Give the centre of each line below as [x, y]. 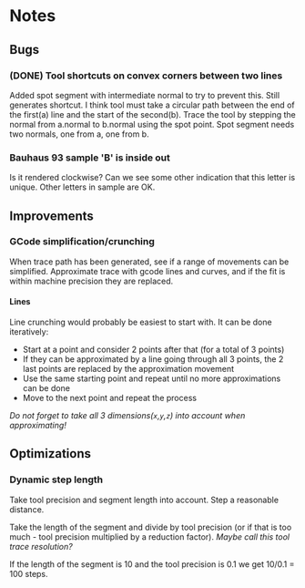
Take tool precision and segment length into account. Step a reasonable [144, 500]
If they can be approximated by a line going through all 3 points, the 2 [153, 359]
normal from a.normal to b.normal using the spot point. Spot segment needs [152, 124]
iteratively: [29, 332]
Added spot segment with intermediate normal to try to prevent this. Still [145, 95]
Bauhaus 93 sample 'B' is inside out [90, 158]
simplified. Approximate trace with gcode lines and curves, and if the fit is [147, 271]
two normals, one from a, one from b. [79, 134]
